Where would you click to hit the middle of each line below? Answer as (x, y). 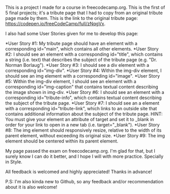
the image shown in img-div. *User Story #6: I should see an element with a (85, 92)
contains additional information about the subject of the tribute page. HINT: (84, 114)
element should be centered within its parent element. (62, 141)
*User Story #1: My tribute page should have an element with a (71, 43)
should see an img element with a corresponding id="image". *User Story (83, 76)
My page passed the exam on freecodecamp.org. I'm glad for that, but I (80, 151)
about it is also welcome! (31, 187)
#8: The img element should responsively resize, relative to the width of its (83, 130)
